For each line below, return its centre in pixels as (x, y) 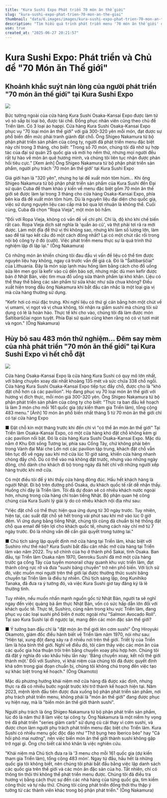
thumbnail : (16, 19)
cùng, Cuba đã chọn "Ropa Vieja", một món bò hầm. (58, 210)
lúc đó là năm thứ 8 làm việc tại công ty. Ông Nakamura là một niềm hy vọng (83, 717)
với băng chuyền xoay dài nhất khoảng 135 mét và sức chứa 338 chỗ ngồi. (81, 381)
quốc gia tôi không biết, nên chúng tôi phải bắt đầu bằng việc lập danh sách (83, 764)
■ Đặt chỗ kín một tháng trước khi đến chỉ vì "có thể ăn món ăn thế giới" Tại (83, 427)
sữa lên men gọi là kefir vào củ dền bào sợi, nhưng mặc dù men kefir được (81, 271)
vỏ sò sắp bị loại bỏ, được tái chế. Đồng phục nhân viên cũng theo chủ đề (81, 121)
